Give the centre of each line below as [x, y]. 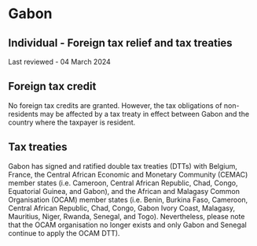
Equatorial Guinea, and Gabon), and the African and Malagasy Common [124, 191]
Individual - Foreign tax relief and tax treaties [121, 43]
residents [23, 114]
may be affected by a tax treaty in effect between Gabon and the [145, 114]
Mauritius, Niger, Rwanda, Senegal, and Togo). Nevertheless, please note [127, 216]
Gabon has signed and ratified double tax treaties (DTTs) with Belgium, [123, 166]
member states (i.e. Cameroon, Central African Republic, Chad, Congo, [123, 183]
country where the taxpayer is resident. [72, 122]
